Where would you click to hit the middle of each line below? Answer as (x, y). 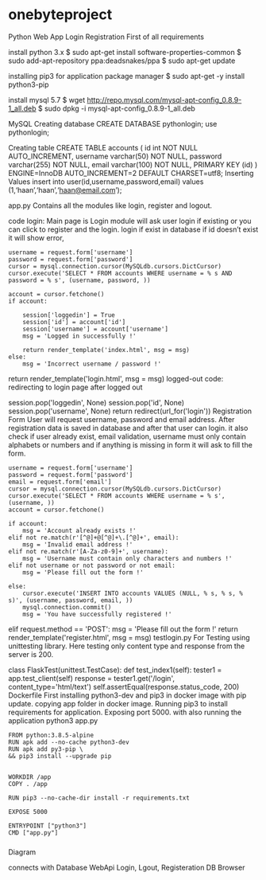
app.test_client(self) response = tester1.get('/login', (91, 678)
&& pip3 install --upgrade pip (60, 756)
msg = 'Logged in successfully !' (79, 336)
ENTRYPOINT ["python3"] (48, 826)
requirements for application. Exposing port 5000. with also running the (125, 712)
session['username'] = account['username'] (96, 329)
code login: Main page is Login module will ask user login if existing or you (130, 221)
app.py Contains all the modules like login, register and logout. (110, 205)
